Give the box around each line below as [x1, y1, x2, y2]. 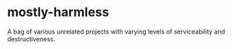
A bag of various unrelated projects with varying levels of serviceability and [7, 27, 226, 36]
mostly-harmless [7, 4, 109, 20]
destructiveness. [7, 34, 56, 43]
